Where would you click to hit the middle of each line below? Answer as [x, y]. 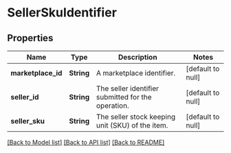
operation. [112, 106]
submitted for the [124, 97]
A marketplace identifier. [136, 73]
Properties [30, 38]
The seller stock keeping [136, 117]
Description [137, 57]
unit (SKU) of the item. [132, 125]
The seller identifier [128, 89]
